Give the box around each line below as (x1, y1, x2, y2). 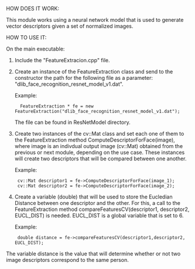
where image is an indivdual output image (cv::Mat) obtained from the (14, 143, 183, 149)
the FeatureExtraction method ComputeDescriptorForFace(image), (14, 136, 176, 143)
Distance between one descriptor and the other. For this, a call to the (14, 200, 180, 206)
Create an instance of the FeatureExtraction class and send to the (14, 68, 173, 75)
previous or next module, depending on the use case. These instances (14, 149, 185, 156)
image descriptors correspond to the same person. (6, 257, 129, 263)
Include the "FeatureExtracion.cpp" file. (14, 57, 110, 63)
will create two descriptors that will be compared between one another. (14, 155, 187, 162)
